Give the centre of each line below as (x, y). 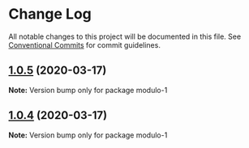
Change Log (50, 14)
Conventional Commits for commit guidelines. (84, 44)
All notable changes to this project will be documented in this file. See (125, 36)
